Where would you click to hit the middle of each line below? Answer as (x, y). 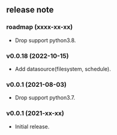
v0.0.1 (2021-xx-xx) (35, 113)
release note (30, 10)
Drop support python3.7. (45, 98)
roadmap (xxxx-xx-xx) (40, 27)
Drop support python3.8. (45, 40)
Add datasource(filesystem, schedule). (63, 69)
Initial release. (32, 127)
